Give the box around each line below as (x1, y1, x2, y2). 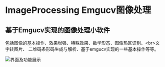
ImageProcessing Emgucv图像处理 (5, 4, 151, 16)
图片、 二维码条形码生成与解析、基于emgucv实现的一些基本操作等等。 (13, 46, 159, 52)
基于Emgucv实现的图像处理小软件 (5, 26, 110, 34)
